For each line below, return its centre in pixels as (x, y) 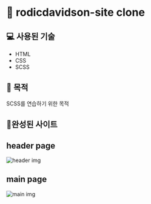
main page (27, 179)
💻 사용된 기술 (31, 36)
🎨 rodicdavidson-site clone (76, 12)
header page (31, 146)
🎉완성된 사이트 (32, 125)
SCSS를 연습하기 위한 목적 (38, 104)
